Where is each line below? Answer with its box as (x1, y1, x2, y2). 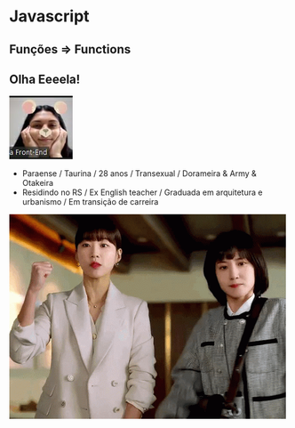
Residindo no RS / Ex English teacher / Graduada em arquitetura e (21, 187, 263, 198)
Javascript (9, 6, 91, 27)
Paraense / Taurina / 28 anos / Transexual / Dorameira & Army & (21, 168, 258, 179)
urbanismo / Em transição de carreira (21, 197, 159, 207)
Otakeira (21, 178, 54, 189)
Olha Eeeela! (9, 71, 81, 86)
